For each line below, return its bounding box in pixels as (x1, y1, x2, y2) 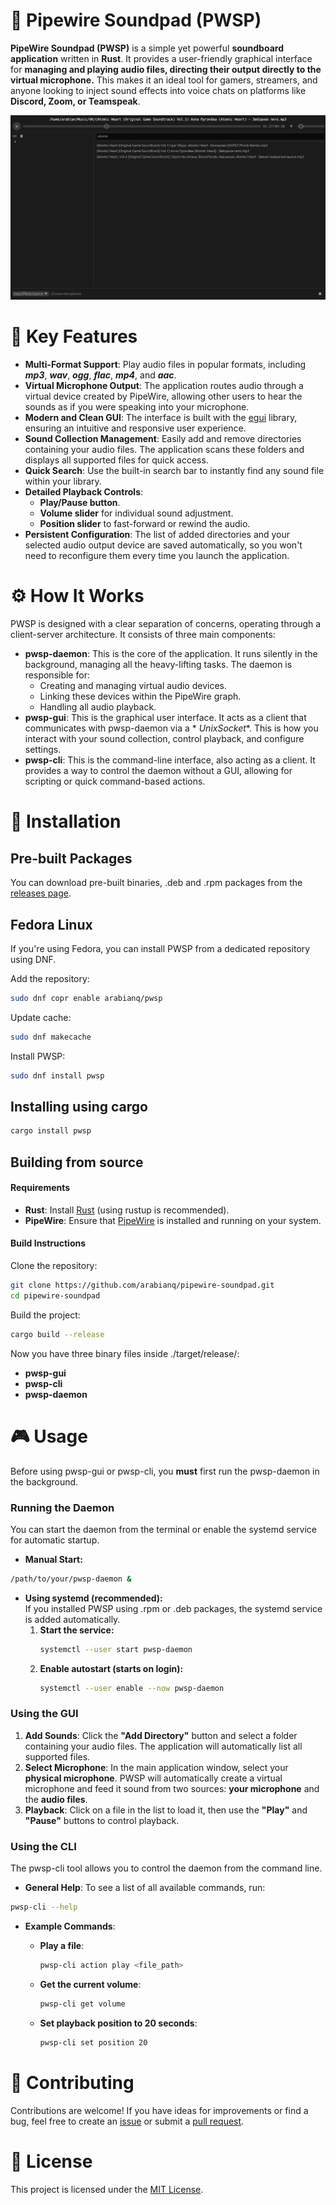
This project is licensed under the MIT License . (10, 2183, 204, 2195)
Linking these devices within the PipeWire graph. (39, 690, 242, 703)
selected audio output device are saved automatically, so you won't (24, 539, 303, 551)
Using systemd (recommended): (24, 1592, 163, 1604)
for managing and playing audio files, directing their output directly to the (10, 63, 322, 75)
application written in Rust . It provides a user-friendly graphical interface (10, 52, 313, 64)
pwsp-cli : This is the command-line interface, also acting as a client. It (24, 754, 316, 766)
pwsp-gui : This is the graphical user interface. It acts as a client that (24, 712, 307, 724)
